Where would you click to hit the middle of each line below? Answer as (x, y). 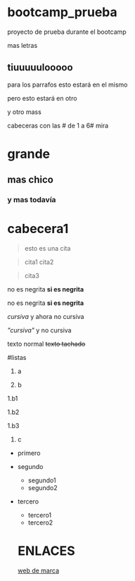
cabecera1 (38, 229)
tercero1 (40, 516)
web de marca (38, 570)
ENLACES (46, 551)
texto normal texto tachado (46, 344)
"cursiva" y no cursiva (39, 330)
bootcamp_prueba (62, 12)
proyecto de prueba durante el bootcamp (67, 32)
